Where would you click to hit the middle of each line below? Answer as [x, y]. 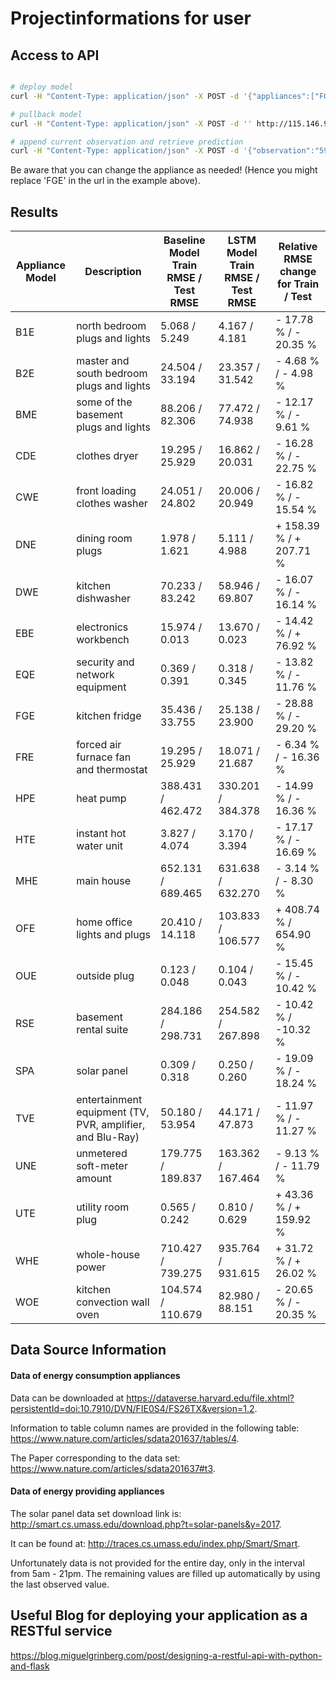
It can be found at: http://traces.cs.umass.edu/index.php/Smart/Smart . [155, 1543]
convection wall [113, 1302]
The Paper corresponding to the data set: [95, 1458]
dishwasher [104, 599]
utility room [103, 1207]
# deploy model [42, 87]
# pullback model [46, 114]
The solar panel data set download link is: [96, 1513]
